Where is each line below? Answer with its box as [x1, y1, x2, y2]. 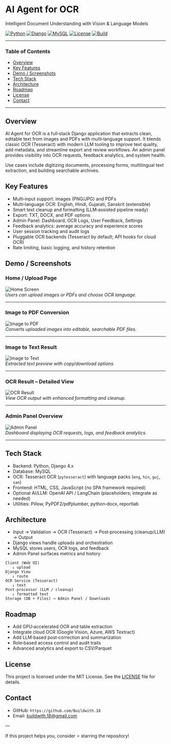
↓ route [12, 574, 28, 579]
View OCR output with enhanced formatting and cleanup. [5, 395, 126, 401]
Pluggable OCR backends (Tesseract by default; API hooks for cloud [12, 234, 156, 240]
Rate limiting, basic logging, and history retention [12, 244, 116, 250]
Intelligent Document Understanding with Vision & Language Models [5, 20, 149, 27]
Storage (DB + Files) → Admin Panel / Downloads [5, 596, 110, 601]
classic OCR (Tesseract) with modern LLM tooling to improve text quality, [5, 141, 159, 147]
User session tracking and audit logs [12, 228, 90, 234]
